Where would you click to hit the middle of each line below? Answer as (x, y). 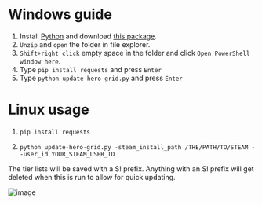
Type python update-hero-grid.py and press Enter (101, 78)
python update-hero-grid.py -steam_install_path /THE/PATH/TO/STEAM (134, 147)
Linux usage (49, 110)
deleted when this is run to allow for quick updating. (92, 177)
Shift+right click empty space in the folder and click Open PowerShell (135, 53)
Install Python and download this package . (88, 36)
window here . (40, 61)
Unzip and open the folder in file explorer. (85, 44)
